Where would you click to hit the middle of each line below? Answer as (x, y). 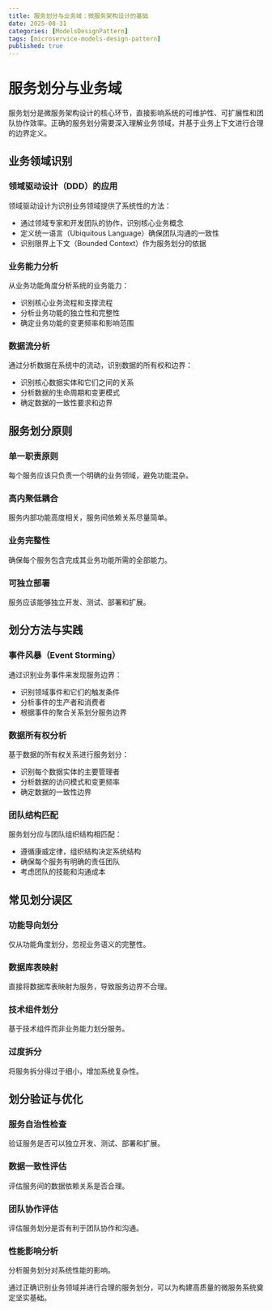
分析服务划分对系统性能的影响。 (62, 1270)
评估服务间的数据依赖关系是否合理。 (69, 1186)
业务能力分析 (34, 266)
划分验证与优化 (46, 1099)
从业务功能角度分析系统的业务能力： (69, 286)
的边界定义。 (30, 133)
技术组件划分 (34, 1010)
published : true (36, 46)
